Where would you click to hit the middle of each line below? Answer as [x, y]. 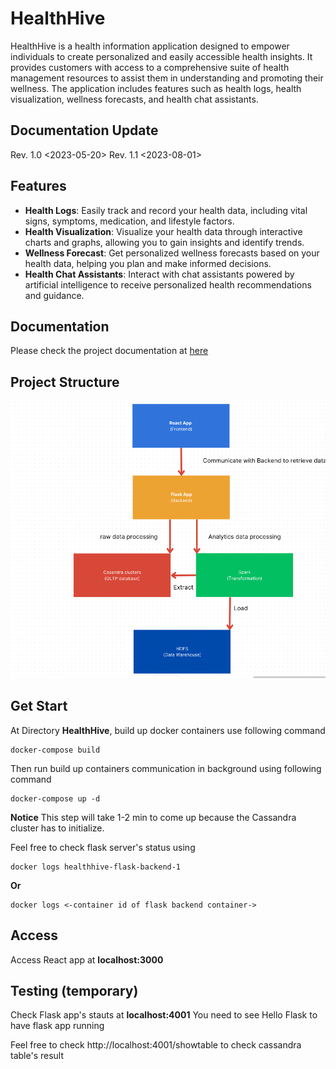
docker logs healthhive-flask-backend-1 [96, 867]
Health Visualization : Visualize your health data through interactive [163, 231]
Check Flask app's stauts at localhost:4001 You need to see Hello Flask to [164, 1015]
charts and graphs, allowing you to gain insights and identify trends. [164, 242]
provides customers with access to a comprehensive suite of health [150, 67]
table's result [37, 1056]
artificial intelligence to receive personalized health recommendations [168, 284]
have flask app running [57, 1026]
